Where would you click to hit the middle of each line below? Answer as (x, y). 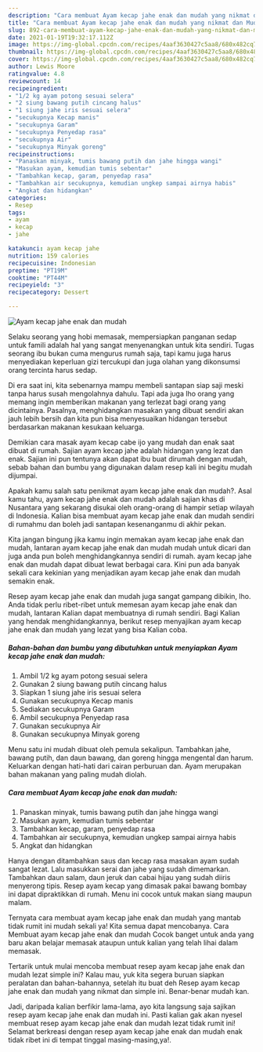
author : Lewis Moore (42, 67)
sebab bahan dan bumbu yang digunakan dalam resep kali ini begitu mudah (130, 467)
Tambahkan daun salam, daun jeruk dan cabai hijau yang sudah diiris (119, 877)
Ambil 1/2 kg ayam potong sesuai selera (83, 675)
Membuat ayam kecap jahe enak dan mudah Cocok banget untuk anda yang (131, 934)
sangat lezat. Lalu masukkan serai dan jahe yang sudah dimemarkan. (119, 869)
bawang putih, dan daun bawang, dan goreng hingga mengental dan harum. (131, 758)
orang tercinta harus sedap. (53, 370)
